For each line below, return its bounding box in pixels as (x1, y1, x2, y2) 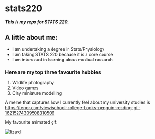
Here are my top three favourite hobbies (5, 69, 101, 76)
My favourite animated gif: (5, 119, 58, 125)
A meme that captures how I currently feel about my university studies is (5, 99, 150, 105)
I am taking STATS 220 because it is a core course (12, 51, 113, 57)
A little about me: (5, 33, 58, 41)
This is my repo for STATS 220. (5, 19, 69, 25)
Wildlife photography (12, 80, 54, 86)
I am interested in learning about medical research (12, 57, 113, 62)
